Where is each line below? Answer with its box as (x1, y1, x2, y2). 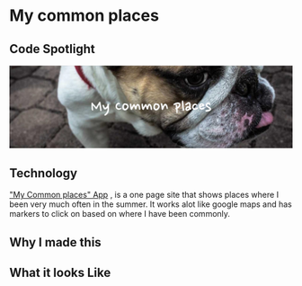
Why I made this (9, 235, 102, 250)
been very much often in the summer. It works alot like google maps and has (9, 199, 292, 210)
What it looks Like (9, 265, 111, 281)
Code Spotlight (9, 41, 96, 57)
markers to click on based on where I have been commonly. (9, 209, 231, 219)
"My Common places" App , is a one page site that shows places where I (9, 190, 280, 201)
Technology (9, 165, 78, 181)
